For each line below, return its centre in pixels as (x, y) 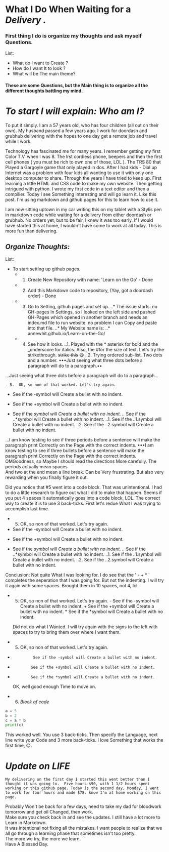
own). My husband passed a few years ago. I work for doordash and (76, 131)
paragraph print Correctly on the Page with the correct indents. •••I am (79, 445)
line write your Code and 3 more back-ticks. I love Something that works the (84, 740)
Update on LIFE (38, 766)
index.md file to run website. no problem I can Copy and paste (92, 322)
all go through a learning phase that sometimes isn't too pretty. (70, 833)
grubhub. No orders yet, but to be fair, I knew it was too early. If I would (79, 220)
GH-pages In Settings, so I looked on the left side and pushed (92, 312)
